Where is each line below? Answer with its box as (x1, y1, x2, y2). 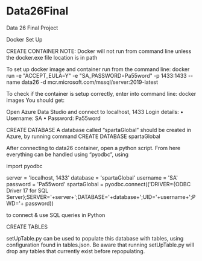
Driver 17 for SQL (6, 187, 49, 194)
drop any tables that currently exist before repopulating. (6, 247, 145, 254)
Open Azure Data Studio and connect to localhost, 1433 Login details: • (6, 108, 184, 115)
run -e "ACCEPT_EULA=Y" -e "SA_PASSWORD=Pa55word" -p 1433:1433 (6, 72, 187, 79)
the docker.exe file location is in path (6, 54, 98, 61)
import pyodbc (6, 162, 43, 169)
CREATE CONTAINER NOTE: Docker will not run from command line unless (6, 47, 192, 55)
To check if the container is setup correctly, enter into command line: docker (6, 90, 197, 97)
